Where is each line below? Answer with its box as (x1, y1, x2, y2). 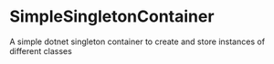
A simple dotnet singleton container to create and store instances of (9, 36, 266, 47)
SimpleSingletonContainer (9, 6, 215, 27)
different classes (9, 45, 73, 56)
